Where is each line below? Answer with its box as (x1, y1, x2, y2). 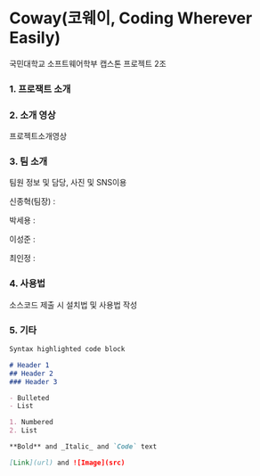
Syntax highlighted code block (9, 345, 126, 354)
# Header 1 (9, 360, 50, 370)
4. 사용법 (9, 277, 46, 290)
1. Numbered (9, 418, 53, 427)
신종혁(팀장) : (9, 196, 56, 207)
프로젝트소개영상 (9, 131, 68, 142)
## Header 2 (9, 369, 53, 378)
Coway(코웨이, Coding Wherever (9, 8, 253, 29)
